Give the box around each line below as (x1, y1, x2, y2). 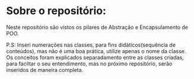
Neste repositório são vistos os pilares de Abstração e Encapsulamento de (6, 24, 189, 31)
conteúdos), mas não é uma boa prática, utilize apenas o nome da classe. (6, 47, 186, 54)
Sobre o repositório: (6, 4, 107, 18)
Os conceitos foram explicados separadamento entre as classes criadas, (6, 54, 184, 61)
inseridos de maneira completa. (6, 66, 84, 73)
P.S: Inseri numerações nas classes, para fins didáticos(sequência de (6, 41, 176, 48)
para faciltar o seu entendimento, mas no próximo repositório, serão (6, 60, 173, 67)
